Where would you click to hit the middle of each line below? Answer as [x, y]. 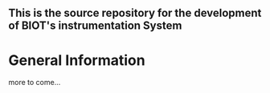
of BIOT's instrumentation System [95, 26]
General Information [77, 60]
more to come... [35, 83]
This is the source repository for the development [135, 13]
